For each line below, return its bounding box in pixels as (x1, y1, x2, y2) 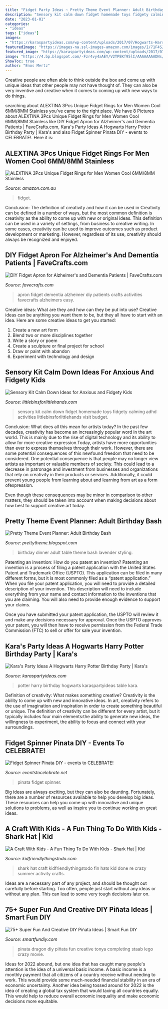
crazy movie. (17, 951, 44, 957)
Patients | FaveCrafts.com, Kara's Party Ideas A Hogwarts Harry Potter (5, 124, 151, 130)
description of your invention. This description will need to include (5, 586, 141, 592)
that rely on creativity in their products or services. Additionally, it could (5, 471, 152, 477)
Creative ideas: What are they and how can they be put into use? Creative (5, 306, 157, 312)
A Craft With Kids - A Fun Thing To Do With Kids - (5, 825, 162, 833)
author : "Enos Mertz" (5, 63, 50, 68)
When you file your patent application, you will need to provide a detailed (5, 580, 156, 586)
